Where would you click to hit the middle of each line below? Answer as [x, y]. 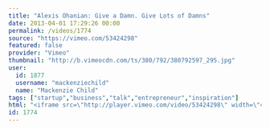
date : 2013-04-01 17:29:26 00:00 [64, 23]
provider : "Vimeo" [39, 53]
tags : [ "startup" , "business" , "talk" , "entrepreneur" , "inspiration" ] [124, 98]
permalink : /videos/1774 [50, 30]
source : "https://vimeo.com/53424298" [73, 38]
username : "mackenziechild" [63, 83]
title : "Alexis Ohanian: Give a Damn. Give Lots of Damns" [109, 16]
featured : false [35, 46]
